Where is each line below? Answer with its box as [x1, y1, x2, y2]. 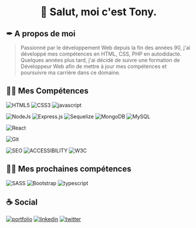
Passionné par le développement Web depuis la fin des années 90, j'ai [20, 44, 191, 51]
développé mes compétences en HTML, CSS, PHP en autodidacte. [20, 50, 182, 57]
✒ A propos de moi [6, 29, 76, 39]
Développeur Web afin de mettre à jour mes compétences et [20, 63, 167, 70]
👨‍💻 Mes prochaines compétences [6, 164, 131, 174]
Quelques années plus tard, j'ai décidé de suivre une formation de [20, 57, 180, 63]
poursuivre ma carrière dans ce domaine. [20, 69, 121, 76]
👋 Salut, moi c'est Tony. [40, 5, 157, 19]
